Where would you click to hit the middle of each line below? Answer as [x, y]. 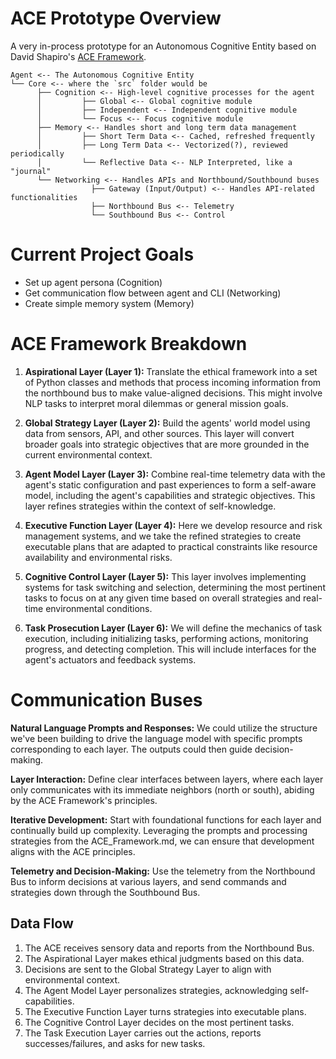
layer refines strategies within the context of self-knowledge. [150, 506]
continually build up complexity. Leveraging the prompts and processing [159, 830]
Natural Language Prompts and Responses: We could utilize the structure [164, 728]
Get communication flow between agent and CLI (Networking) [153, 293]
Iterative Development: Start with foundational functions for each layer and [166, 819]
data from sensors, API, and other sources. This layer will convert [159, 433]
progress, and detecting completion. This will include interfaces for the [170, 649]
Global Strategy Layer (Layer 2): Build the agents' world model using [167, 423]
